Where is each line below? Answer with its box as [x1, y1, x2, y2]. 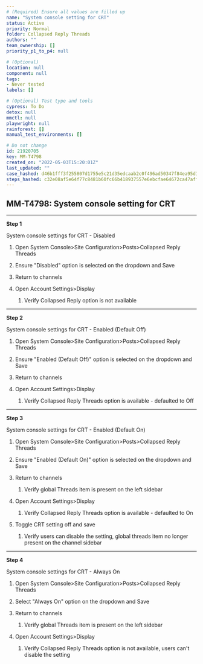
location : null [6, 65, 45, 71]
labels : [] [6, 87, 34, 94]
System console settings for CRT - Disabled [6, 232, 115, 239]
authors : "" [6, 37, 36, 43]
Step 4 [6, 557, 24, 564]
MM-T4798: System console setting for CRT [6, 199, 176, 209]
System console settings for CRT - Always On [6, 568, 120, 575]
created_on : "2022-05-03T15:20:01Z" [6, 159, 98, 165]
